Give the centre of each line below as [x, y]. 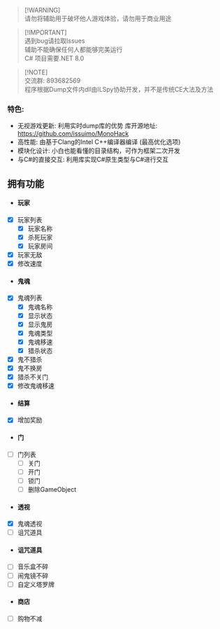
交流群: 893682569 [52, 81]
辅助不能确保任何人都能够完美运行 [73, 49]
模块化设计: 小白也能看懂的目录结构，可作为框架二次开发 [98, 151]
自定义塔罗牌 [36, 584]
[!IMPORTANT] [46, 32]
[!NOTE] [36, 72]
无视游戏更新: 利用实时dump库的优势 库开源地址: [87, 126]
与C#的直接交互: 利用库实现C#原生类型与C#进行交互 [93, 160]
